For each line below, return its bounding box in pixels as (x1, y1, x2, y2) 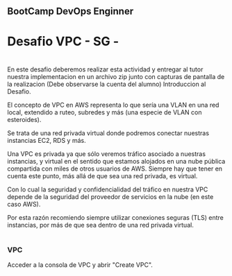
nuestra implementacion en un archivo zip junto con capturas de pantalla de (7, 72, 225, 80)
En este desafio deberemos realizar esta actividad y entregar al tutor (7, 65, 204, 74)
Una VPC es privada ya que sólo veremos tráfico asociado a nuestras (7, 149, 206, 158)
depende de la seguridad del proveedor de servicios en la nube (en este (7, 192, 214, 200)
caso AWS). (7, 200, 41, 208)
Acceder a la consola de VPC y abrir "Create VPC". (7, 261, 153, 269)
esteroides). (7, 115, 42, 123)
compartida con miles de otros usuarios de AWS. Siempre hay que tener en (7, 164, 223, 173)
